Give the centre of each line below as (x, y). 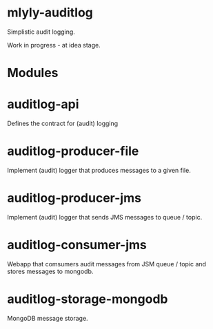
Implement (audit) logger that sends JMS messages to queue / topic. (105, 217)
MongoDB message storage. (48, 318)
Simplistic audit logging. (41, 32)
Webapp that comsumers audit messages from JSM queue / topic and (107, 264)
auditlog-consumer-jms (77, 245)
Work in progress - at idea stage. (54, 45)
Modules (33, 73)
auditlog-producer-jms (74, 198)
